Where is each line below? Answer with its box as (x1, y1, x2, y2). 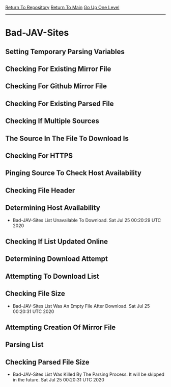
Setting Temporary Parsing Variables (5, 47, 125, 56)
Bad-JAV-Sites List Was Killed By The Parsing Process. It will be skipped (12, 371, 164, 377)
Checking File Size (5, 289, 65, 298)
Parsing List (5, 341, 44, 349)
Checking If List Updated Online (5, 237, 108, 246)
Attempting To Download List (5, 272, 99, 280)
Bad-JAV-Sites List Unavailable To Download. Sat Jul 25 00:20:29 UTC (12, 217, 161, 223)
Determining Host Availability (5, 204, 100, 212)
